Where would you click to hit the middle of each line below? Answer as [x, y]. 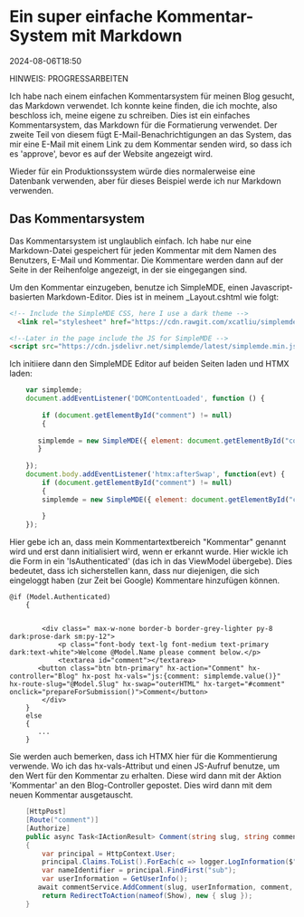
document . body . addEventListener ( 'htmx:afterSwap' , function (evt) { [155, 474]
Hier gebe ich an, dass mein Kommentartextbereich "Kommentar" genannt [148, 542]
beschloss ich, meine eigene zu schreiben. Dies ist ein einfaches [130, 115]
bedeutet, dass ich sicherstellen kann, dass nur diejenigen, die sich [134, 571]
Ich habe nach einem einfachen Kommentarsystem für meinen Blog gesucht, [152, 96]
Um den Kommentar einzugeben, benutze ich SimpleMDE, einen [129, 287]
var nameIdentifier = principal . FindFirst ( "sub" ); [139, 871]
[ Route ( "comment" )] [62, 820]
